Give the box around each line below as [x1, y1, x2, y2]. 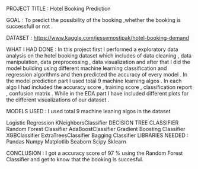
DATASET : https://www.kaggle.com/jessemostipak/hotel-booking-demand [6, 34, 190, 41]
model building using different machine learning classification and [6, 65, 167, 72]
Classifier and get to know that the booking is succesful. [6, 156, 144, 162]
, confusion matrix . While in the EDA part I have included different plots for [6, 90, 189, 97]
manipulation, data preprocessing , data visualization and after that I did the [6, 59, 191, 65]
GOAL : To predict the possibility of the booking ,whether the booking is [6, 17, 181, 23]
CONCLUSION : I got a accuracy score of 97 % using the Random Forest [6, 149, 183, 157]
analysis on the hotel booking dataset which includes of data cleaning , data [6, 52, 191, 59]
